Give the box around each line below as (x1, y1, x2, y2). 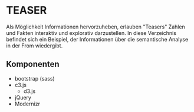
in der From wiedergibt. (6, 42, 63, 49)
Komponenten (6, 59, 60, 69)
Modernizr (14, 100, 40, 107)
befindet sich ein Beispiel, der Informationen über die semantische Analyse (6, 36, 189, 43)
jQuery (14, 94, 31, 101)
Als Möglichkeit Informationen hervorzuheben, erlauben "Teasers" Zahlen (6, 23, 186, 30)
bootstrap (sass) (14, 75, 55, 82)
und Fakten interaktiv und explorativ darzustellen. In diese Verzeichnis (6, 29, 177, 36)
